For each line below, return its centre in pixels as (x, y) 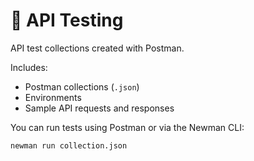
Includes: (29, 67)
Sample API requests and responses (99, 108)
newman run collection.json (69, 145)
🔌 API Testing (67, 20)
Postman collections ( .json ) (82, 86)
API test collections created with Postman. (97, 48)
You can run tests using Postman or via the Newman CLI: (127, 127)
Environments (53, 97)
